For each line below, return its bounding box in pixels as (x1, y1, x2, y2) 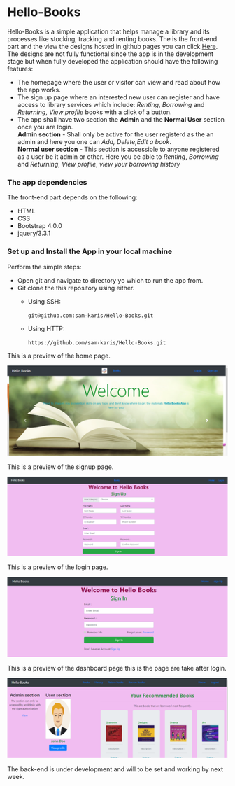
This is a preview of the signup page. (7, 463, 114, 471)
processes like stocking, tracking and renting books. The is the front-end (7, 34, 218, 43)
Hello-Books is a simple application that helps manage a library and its (7, 27, 210, 36)
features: (7, 64, 34, 73)
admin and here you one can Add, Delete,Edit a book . (17, 137, 172, 146)
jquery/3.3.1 (17, 229, 51, 238)
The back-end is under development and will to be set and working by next (7, 764, 224, 773)
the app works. (17, 85, 61, 94)
